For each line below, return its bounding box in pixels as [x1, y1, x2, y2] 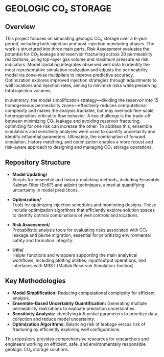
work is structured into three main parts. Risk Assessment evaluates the [5, 46, 150, 52]
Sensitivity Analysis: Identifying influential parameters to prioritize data [12, 310, 158, 317]
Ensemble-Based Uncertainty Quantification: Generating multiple [12, 300, 147, 306]
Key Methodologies [5, 277, 66, 285]
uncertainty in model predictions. [12, 187, 79, 193]
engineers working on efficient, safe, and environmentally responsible [5, 341, 146, 347]
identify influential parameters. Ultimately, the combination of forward [5, 134, 145, 139]
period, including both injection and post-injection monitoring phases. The [5, 41, 155, 47]
